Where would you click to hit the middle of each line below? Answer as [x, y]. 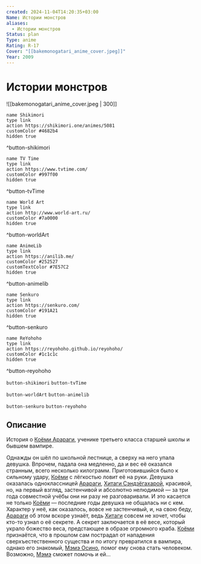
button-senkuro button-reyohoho [46, 406]
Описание [26, 425]
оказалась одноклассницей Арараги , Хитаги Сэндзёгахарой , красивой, [99, 483]
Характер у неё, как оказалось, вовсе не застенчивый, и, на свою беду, [99, 509]
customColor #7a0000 [32, 218]
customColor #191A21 [32, 311]
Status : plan [23, 35]
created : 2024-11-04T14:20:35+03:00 [52, 12]
